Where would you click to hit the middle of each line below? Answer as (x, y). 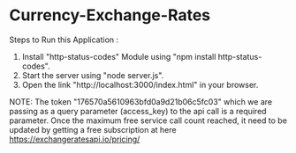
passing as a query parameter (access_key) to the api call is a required (138, 111)
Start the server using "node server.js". (93, 75)
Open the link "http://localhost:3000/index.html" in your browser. (140, 84)
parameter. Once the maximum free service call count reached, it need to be (148, 120)
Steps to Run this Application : (64, 40)
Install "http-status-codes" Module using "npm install (119, 56)
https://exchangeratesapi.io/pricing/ (75, 139)
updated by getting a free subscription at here (93, 129)
